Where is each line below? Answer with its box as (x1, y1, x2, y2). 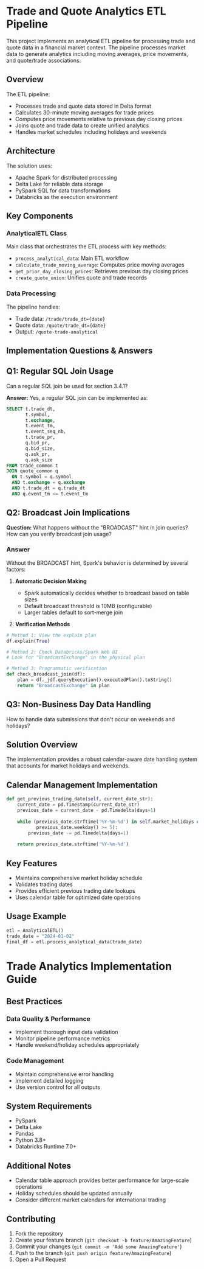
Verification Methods (15, 620, 70, 628)
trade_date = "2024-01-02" (6, 933, 75, 939)
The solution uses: (6, 162, 53, 169)
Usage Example (6, 911, 67, 921)
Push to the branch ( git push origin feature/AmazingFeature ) (15, 1250, 172, 1257)
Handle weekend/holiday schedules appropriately (15, 1041, 140, 1049)
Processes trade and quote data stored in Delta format (15, 102, 152, 110)
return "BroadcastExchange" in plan (17, 682, 110, 688)
